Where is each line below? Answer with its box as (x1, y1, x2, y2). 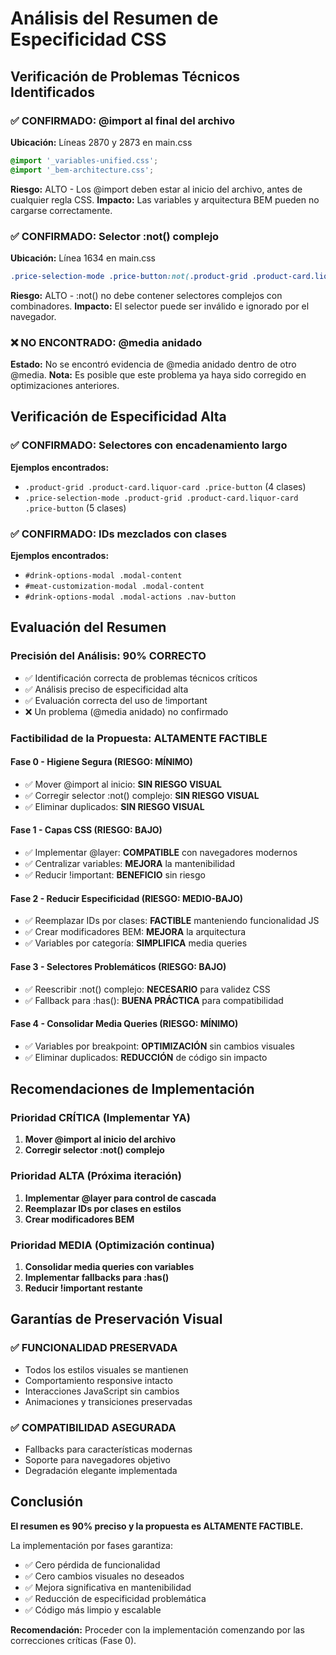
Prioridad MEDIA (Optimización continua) (10, 1238, 215, 1252)
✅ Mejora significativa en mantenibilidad (24, 1581, 192, 1593)
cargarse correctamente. (10, 204, 113, 216)
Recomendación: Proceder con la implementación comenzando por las (10, 1623, 305, 1636)
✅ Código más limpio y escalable (24, 1603, 162, 1616)
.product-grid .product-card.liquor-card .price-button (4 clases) (24, 480, 307, 492)
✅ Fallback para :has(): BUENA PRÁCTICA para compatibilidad (24, 994, 284, 1006)
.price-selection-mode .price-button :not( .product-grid (10, 271, 248, 281)
